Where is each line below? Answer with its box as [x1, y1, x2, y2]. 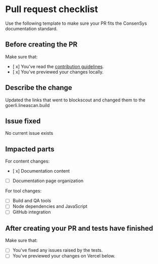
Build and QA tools [12, 198, 51, 204]
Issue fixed [5, 117, 41, 125]
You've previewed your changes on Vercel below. [12, 253, 116, 259]
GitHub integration [12, 209, 51, 215]
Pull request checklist [5, 4, 98, 15]
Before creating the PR [5, 40, 78, 49]
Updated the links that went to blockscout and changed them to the [5, 97, 145, 103]
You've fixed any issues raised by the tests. [12, 247, 103, 253]
